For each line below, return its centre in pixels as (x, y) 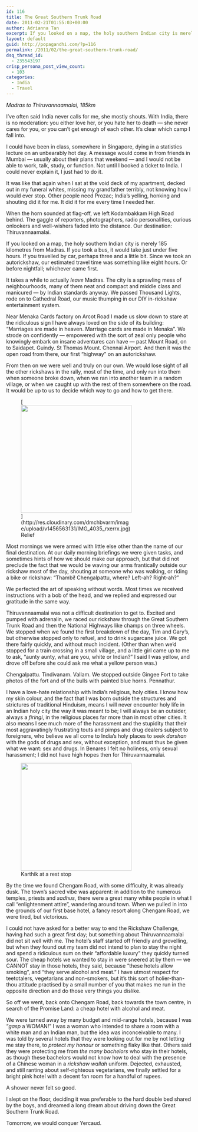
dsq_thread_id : (25, 55)
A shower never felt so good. (41, 1087)
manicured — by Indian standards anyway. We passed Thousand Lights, (94, 292)
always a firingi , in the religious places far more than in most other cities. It (96, 717)
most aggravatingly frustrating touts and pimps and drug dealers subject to (97, 730)
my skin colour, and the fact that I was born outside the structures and (91, 698)
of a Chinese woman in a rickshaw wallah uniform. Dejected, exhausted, (94, 1064)
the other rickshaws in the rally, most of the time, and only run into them (93, 371)
